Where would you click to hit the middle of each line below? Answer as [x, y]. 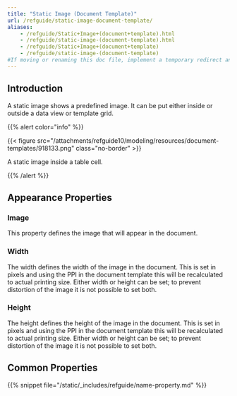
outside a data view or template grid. [61, 113]
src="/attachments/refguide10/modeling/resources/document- [128, 140]
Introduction [35, 89]
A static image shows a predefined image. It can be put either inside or [110, 105]
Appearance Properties [60, 198]
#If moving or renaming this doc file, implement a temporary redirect [115, 60]
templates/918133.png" [41, 148]
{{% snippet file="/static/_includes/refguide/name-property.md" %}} [107, 385]
